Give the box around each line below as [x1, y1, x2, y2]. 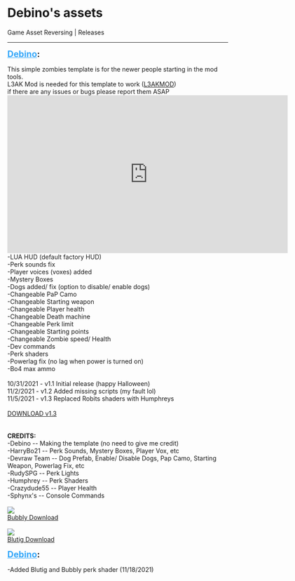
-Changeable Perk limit [7, 319, 74, 328]
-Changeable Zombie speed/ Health [7, 335, 111, 343]
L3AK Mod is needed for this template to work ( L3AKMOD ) [7, 79, 177, 88]
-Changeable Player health [7, 305, 85, 313]
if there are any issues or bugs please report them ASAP [7, 87, 170, 95]
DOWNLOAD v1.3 [7, 409, 57, 418]
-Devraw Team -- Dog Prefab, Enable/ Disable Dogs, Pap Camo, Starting [7, 454, 217, 462]
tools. [7, 72, 24, 81]
